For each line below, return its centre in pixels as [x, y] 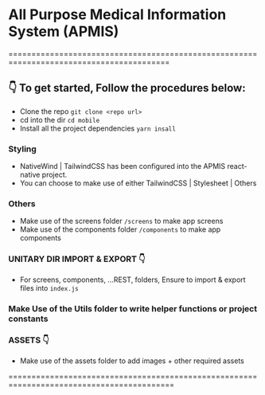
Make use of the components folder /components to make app [120, 229]
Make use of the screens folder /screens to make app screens [121, 221]
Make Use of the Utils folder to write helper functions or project [132, 308]
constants [28, 319]
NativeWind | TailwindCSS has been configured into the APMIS [123, 166]
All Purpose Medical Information [117, 15]
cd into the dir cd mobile [60, 119]
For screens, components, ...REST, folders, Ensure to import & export [132, 280]
